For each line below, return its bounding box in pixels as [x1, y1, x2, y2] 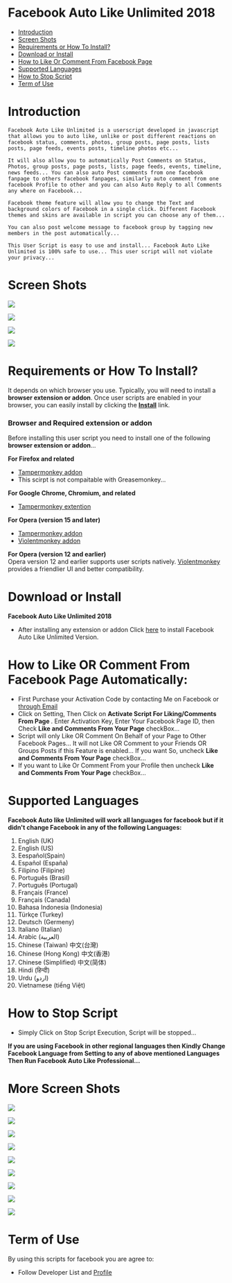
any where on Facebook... [8, 187, 82, 194]
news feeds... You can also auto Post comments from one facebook [8, 169, 204, 176]
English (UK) [17, 836, 54, 844]
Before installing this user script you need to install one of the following [8, 434, 211, 442]
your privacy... [8, 254, 55, 261]
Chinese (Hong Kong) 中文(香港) [17, 949, 110, 958]
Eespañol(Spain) [17, 851, 65, 860]
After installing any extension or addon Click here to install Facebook [17, 625, 214, 634]
